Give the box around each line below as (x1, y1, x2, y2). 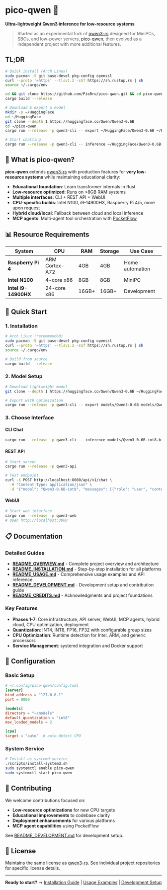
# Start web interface (5, 509, 52, 514)
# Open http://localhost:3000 (5, 518, 68, 523)
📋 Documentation (5, 532, 63, 541)
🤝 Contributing (5, 784, 52, 793)
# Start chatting (5, 137, 41, 142)
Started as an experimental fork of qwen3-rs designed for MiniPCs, (17, 30, 156, 36)
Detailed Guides (5, 549, 45, 556)
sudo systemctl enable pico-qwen (5, 766, 75, 771)
